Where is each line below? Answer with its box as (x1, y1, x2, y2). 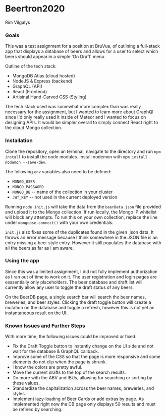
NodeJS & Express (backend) (12, 78, 73, 84)
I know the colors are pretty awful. (12, 364, 83, 370)
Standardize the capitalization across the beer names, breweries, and (12, 385, 154, 391)
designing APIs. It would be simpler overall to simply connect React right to (5, 120, 159, 126)
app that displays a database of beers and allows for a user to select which (5, 48, 159, 55)
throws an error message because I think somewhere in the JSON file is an (5, 234, 158, 240)
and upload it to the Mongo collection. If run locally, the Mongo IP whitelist (5, 209, 157, 215)
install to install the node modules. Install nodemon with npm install (5, 153, 148, 159)
